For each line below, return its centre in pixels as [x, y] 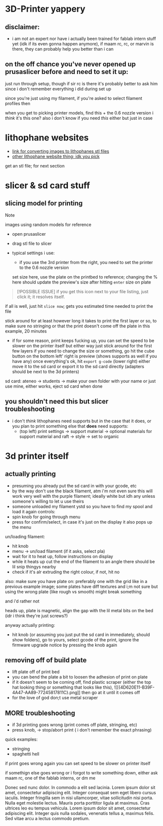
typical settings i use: [33, 253]
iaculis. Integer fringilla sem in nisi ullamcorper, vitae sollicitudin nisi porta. [79, 798]
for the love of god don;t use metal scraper [55, 698]
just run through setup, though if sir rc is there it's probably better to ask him [81, 83]
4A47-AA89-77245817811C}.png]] [46, 693]
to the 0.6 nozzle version [44, 267]
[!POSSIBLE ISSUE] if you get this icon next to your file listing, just [83, 291]
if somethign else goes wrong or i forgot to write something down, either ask [81, 773]
